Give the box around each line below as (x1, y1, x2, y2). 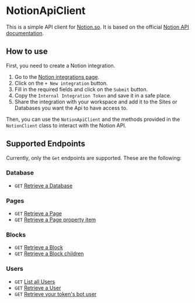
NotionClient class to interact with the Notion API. (6, 121, 127, 129)
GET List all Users (14, 278, 55, 285)
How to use (6, 47, 48, 57)
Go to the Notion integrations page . (14, 73, 100, 80)
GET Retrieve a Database (14, 182, 73, 189)
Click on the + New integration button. (14, 79, 108, 86)
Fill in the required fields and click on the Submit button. (14, 86, 148, 93)
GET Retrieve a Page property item (14, 216, 96, 223)
